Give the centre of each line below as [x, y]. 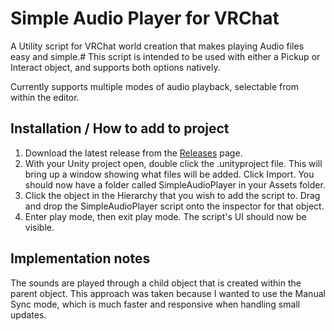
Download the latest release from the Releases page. [133, 153]
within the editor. [45, 97]
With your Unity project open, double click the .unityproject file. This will [173, 163]
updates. [28, 314]
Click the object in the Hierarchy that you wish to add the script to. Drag [172, 195]
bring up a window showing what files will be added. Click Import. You [169, 174]
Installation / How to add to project [120, 128]
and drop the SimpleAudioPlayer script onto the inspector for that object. [174, 206]
